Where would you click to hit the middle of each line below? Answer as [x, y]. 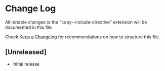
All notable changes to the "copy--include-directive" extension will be [76, 22]
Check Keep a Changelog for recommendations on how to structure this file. [83, 37]
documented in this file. [29, 27]
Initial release [26, 64]
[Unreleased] [26, 52]
